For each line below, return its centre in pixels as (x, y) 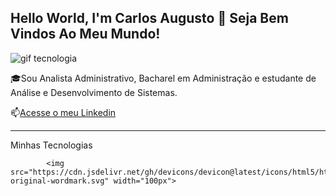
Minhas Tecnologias (51, 145)
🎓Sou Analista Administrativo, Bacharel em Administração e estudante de (163, 78)
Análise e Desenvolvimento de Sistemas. (94, 92)
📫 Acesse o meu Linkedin (63, 112)
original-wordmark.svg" (60, 181)
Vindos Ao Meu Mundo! (85, 34)
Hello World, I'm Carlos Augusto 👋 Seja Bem (149, 18)
